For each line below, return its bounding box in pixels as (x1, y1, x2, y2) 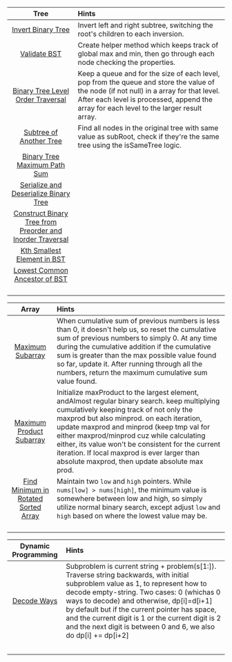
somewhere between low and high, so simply (56, 494, 203, 503)
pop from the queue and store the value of (77, 77, 215, 87)
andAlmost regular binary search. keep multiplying (56, 396, 220, 406)
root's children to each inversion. (77, 29, 184, 39)
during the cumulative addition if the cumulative (56, 342, 211, 351)
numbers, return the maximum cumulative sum (56, 368, 208, 377)
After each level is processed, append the (77, 95, 213, 104)
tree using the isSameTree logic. (77, 141, 182, 150)
